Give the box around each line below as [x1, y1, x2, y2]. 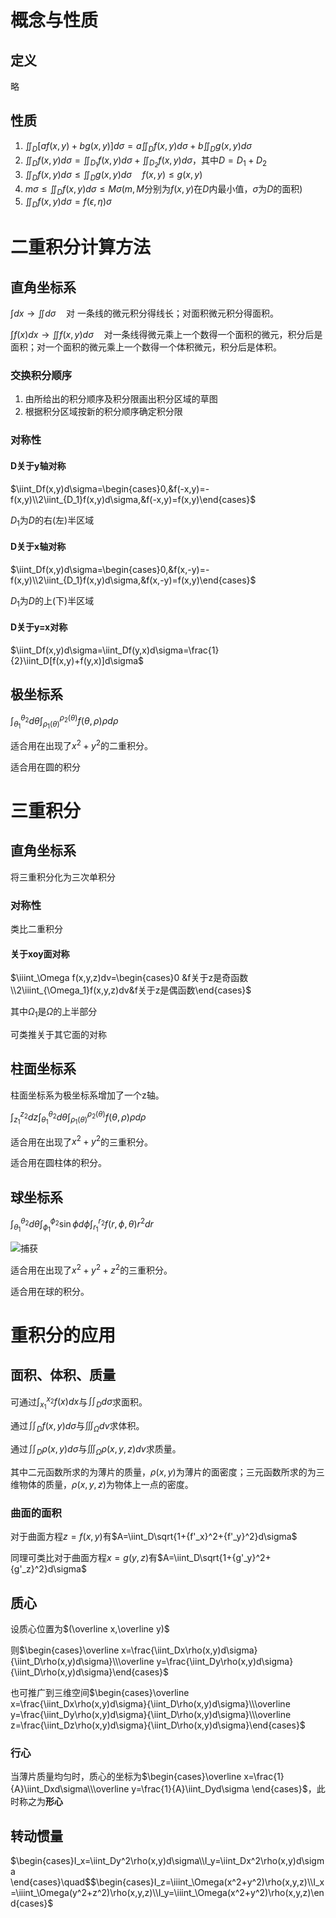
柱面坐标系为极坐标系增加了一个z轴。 [10, 1089, 165, 1101]
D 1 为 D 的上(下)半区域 [10, 594, 95, 609]
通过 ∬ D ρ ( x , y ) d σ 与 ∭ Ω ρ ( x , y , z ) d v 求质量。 [10, 1443, 182, 1457]
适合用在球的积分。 [10, 1285, 90, 1297]
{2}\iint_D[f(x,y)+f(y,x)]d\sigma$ [10, 654, 145, 666]
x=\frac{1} [243, 1771, 285, 1783]
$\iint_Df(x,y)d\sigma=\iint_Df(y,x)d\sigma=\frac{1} [10, 644, 220, 656]
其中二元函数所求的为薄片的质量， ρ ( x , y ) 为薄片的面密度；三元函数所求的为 [10, 1466, 317, 1478]
